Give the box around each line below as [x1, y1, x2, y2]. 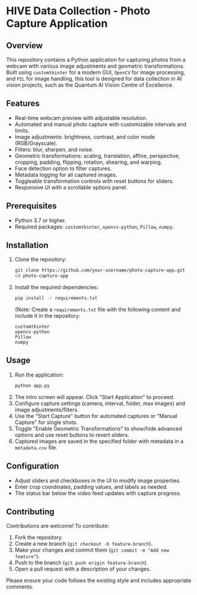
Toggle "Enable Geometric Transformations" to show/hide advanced [14, 425, 182, 432]
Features [6, 99, 40, 109]
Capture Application [6, 17, 108, 30]
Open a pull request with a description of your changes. [14, 565, 151, 572]
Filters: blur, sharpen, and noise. [14, 145, 94, 153]
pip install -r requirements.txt [14, 295, 98, 301]
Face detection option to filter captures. [14, 164, 112, 172]
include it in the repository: [14, 312, 81, 319]
